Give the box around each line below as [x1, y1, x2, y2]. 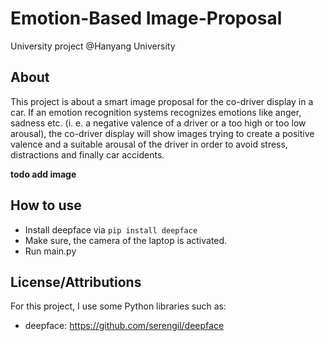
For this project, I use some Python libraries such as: [10, 300, 227, 312]
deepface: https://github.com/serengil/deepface [24, 320, 225, 332]
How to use [10, 197, 82, 214]
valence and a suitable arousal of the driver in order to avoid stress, [10, 138, 288, 150]
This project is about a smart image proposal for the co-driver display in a [10, 95, 314, 107]
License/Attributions [10, 273, 142, 291]
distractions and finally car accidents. [10, 148, 165, 161]
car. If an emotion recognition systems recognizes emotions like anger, [10, 106, 302, 118]
